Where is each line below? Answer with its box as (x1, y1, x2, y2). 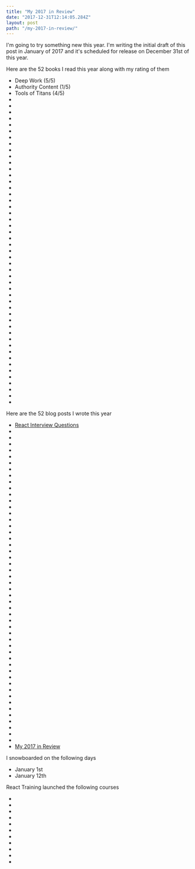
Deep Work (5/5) (14, 77, 56, 84)
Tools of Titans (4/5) (14, 90, 65, 97)
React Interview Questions (14, 422, 79, 429)
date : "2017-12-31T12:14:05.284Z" (6, 14, 92, 20)
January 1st (14, 766, 43, 773)
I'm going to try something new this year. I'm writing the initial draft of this (6, 42, 186, 49)
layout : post (6, 20, 38, 26)
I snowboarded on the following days (6, 755, 96, 762)
